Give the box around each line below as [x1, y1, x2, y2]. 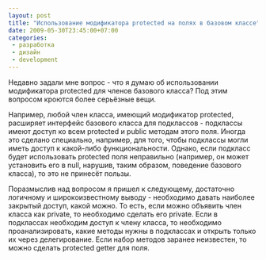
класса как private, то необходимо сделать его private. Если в [8, 209, 218, 219]
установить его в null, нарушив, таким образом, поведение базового [8, 160, 241, 170]
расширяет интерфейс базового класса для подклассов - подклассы [8, 118, 243, 128]
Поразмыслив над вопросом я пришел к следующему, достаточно [8, 184, 235, 193]
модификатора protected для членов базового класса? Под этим [8, 86, 228, 95]
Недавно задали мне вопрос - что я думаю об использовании [8, 77, 219, 87]
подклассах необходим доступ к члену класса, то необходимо [8, 217, 222, 227]
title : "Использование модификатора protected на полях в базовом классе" [8, 19, 260, 27]
